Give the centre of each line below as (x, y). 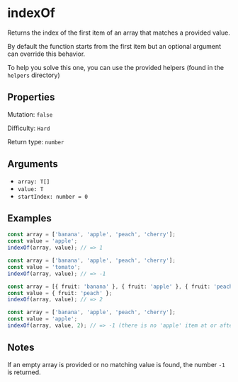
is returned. (24, 372)
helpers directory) (34, 75)
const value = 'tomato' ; (44, 267)
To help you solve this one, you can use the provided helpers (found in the (116, 67)
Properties (31, 97)
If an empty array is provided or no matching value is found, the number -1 (116, 364)
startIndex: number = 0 (53, 197)
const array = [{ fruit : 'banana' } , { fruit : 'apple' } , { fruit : (109, 286)
